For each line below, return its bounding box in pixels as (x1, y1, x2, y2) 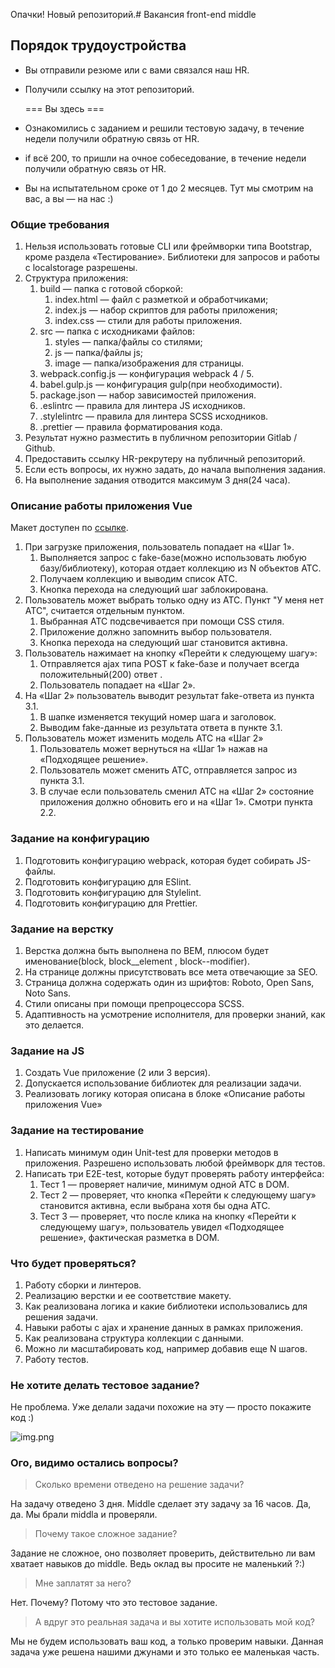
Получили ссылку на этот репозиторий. (24, 83, 195, 95)
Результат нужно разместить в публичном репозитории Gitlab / (24, 432, 298, 444)
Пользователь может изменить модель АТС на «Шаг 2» (24, 732, 264, 744)
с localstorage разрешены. (24, 262, 138, 274)
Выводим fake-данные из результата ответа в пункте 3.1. (39, 722, 283, 734)
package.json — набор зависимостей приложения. (39, 389, 257, 401)
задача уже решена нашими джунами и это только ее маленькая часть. (10, 1646, 320, 1658)
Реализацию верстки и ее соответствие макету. (24, 1289, 232, 1301)
